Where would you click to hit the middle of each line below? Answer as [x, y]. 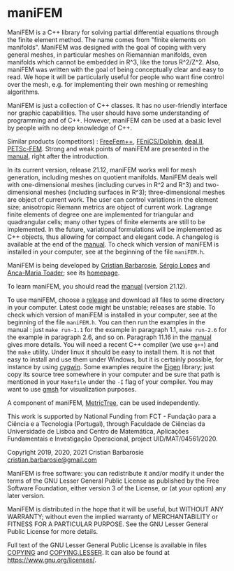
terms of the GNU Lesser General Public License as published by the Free [113, 481]
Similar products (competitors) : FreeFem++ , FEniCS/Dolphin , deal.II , [106, 141]
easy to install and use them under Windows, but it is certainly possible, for [115, 359]
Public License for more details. [53, 531]
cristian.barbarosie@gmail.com [52, 460]
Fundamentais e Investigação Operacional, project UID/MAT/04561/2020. [112, 439]
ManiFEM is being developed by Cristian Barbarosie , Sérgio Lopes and [109, 265]
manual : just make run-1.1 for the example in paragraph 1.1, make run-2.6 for [117, 329]
